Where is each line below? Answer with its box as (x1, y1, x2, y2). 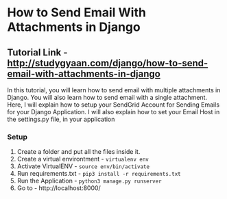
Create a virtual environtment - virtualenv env (16, 155, 149, 163)
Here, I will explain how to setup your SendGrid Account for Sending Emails (7, 101, 220, 109)
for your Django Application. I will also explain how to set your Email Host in (7, 108, 220, 116)
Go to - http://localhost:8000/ (16, 184, 101, 192)
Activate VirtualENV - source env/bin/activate (16, 162, 150, 170)
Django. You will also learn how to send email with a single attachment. (7, 94, 208, 101)
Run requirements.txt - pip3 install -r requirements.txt (16, 170, 181, 178)
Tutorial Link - (7, 47, 68, 58)
